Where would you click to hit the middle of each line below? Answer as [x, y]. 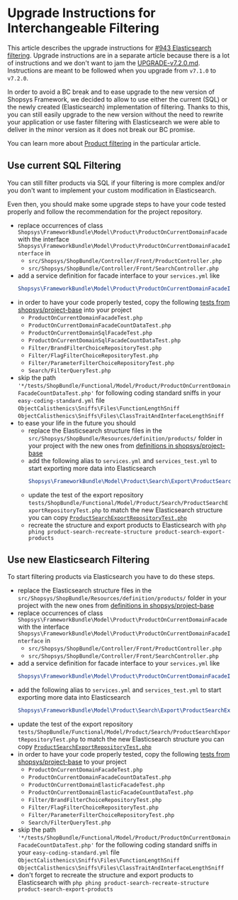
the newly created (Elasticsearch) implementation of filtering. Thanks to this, [119, 107]
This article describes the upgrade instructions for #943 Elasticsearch [109, 48]
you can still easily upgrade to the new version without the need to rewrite [115, 114]
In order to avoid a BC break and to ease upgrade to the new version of [111, 92]
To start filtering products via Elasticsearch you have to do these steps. [111, 577]
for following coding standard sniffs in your [158, 393]
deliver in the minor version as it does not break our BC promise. [101, 129]
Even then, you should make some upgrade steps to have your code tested [117, 204]
